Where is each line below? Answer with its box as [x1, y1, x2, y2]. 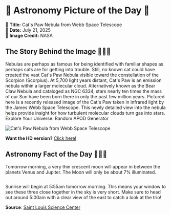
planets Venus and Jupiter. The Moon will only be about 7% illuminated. [5, 169, 156, 175]
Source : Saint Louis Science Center [5, 204, 81, 210]
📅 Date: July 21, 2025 [5, 27, 51, 33]
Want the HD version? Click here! [5, 135, 77, 141]
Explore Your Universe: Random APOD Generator [5, 115, 109, 121]
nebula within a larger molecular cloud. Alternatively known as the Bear [5, 82, 156, 89]
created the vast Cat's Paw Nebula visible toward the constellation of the [5, 72, 159, 78]
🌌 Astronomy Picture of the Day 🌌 [5, 5, 150, 16]
